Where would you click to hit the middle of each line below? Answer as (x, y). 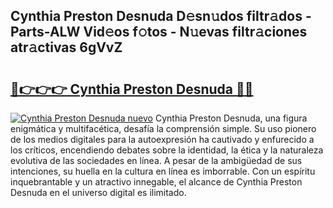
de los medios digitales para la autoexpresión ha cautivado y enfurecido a (162, 139)
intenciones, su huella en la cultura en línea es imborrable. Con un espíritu (163, 171)
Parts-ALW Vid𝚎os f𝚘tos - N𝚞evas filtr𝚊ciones (159, 32)
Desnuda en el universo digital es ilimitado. (98, 192)
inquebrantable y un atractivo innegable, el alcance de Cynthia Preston (156, 182)
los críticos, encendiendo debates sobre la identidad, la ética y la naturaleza (167, 150)
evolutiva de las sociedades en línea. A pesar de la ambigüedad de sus (156, 160)
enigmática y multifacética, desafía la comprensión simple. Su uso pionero (163, 128)
